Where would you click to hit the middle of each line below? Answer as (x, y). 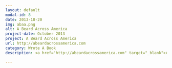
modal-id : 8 (18, 15)
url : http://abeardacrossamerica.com (46, 43)
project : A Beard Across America (41, 39)
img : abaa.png (20, 24)
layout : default (23, 10)
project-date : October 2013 (35, 34)
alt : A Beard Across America (36, 29)
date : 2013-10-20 (24, 19)
